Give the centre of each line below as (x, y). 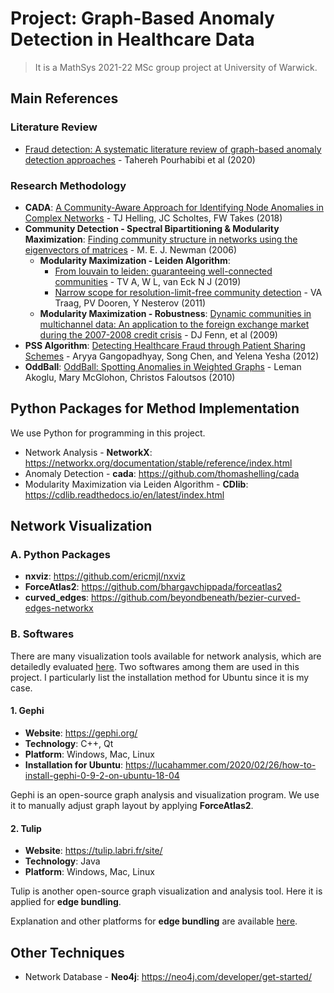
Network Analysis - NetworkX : (88, 452)
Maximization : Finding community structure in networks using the (161, 239)
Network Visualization (81, 526)
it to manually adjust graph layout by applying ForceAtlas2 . (132, 805)
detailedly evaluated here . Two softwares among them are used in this (155, 666)
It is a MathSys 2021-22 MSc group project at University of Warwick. (176, 67)
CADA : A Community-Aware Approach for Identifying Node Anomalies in (174, 207)
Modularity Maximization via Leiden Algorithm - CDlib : (136, 484)
